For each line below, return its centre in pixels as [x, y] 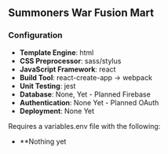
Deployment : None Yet [57, 111]
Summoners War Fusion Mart [81, 13]
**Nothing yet [43, 141]
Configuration [35, 35]
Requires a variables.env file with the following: [84, 126]
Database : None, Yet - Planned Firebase [85, 94]
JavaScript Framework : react [68, 69]
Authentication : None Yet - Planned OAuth [89, 102]
